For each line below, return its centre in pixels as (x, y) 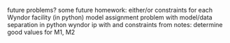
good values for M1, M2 (41, 32)
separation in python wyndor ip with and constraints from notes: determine (115, 25)
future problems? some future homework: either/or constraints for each (110, 10)
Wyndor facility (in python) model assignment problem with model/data (110, 17)
